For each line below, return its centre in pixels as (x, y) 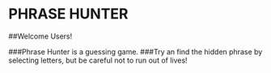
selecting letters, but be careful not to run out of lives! (98, 60)
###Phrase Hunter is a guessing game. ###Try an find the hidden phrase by (135, 51)
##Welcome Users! (40, 36)
